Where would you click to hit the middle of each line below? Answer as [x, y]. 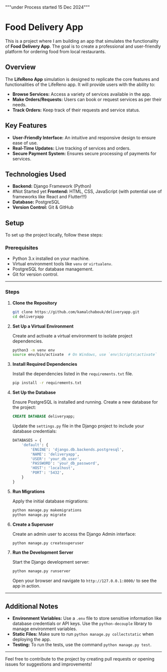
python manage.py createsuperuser [48, 543]
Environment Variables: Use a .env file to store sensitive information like [87, 618]
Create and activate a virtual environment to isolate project [72, 336]
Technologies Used [36, 174]
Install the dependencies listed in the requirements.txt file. [73, 374]
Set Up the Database [34, 393]
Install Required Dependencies [45, 364]
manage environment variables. [45, 629]
